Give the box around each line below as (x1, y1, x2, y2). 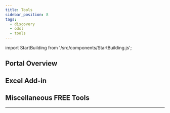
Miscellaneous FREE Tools (5, 94, 90, 102)
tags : (5, 17, 17, 22)
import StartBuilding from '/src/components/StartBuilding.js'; (5, 45, 132, 50)
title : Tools (5, 7, 33, 13)
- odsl (10, 26, 24, 31)
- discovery (10, 21, 35, 27)
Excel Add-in (5, 76, 47, 85)
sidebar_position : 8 (5, 12, 49, 17)
